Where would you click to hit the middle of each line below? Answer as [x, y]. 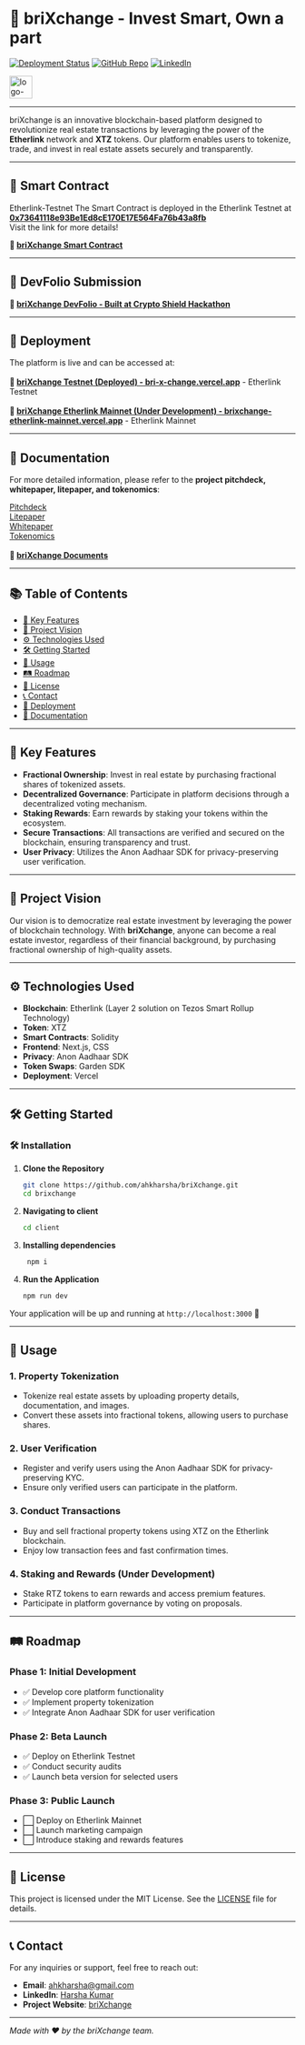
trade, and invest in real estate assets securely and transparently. [132, 148]
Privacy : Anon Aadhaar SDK [75, 1057]
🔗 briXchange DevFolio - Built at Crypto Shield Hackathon [120, 304]
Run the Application [61, 1279]
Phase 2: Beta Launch [58, 1736]
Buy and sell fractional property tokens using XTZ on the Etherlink [146, 1530]
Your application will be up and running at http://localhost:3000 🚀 [135, 1313]
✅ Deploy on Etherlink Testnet [79, 1756]
